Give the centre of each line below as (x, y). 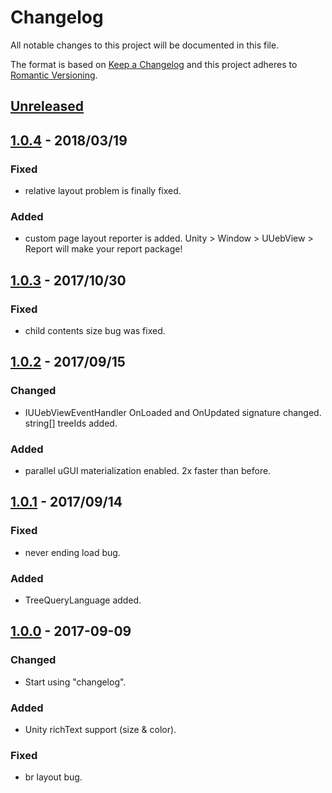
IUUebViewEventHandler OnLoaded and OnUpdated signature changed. (173, 412)
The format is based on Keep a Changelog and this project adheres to (154, 64)
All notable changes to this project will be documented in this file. (145, 45)
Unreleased (47, 106)
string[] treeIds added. (71, 423)
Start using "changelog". (75, 682)
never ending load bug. (72, 552)
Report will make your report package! (103, 249)
